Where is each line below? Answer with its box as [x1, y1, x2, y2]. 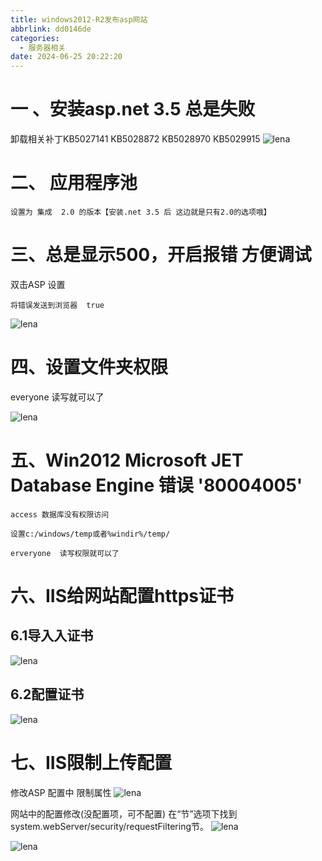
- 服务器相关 [19, 42, 67, 53]
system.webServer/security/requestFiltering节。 [10, 820, 210, 832]
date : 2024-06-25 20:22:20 [10, 52, 123, 62]
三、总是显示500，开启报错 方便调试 [10, 244, 312, 266]
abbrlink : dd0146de [10, 24, 92, 34]
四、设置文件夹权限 [10, 356, 169, 379]
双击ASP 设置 [10, 278, 66, 290]
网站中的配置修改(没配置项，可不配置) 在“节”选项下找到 [10, 807, 238, 820]
